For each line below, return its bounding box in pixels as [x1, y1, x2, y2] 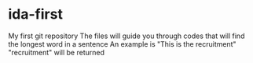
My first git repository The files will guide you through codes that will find [8, 31, 245, 40]
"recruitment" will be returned [8, 47, 104, 57]
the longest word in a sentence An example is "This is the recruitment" [8, 39, 237, 48]
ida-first [8, 5, 63, 23]
